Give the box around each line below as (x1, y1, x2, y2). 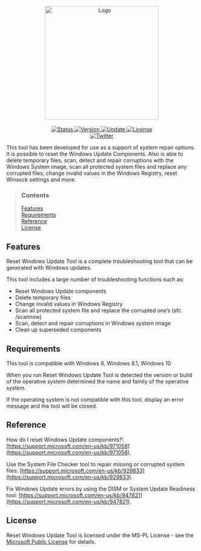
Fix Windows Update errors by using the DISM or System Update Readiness (6, 485, 196, 492)
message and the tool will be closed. (6, 402, 98, 409)
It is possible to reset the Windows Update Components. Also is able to (6, 151, 183, 157)
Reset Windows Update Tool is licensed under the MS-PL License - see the (6, 532, 194, 539)
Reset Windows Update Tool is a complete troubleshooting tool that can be (6, 258, 193, 265)
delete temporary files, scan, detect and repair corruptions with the (6, 157, 174, 164)
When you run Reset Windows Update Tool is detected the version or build (6, 371, 193, 379)
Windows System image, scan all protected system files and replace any (6, 163, 187, 170)
